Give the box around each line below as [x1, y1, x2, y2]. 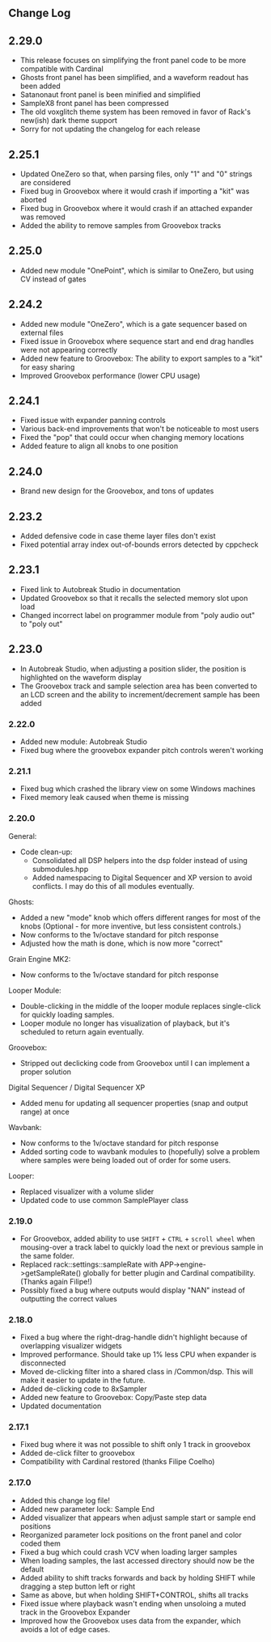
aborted [19, 195, 47, 205]
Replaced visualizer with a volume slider [19, 1187, 155, 1196]
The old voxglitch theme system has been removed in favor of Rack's [19, 107, 251, 116]
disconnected [19, 1358, 66, 1368]
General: [8, 831, 37, 840]
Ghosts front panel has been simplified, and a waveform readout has [19, 73, 249, 83]
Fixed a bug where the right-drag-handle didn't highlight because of [19, 1332, 248, 1342]
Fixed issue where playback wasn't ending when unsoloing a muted [19, 1598, 247, 1608]
